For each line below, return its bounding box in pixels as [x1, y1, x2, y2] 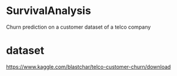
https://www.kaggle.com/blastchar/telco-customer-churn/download [6, 63, 171, 70]
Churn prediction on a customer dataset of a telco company [6, 23, 151, 30]
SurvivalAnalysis [6, 4, 91, 18]
